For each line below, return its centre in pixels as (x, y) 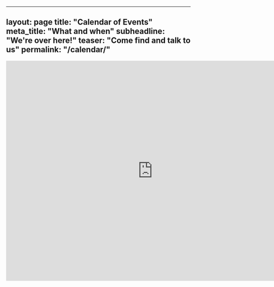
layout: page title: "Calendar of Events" (80, 22)
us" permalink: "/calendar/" (58, 50)
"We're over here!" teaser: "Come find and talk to (98, 41)
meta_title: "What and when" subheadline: (85, 31)
